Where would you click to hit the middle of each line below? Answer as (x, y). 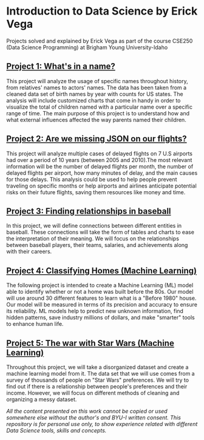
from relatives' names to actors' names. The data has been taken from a (97, 87)
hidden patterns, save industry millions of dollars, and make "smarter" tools (101, 317)
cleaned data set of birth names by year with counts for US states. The (95, 94)
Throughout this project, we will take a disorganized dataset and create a (97, 367)
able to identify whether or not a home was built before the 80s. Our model (100, 292)
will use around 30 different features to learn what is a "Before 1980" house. (101, 298)
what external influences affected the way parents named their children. (96, 120)
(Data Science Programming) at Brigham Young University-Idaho (87, 47)
